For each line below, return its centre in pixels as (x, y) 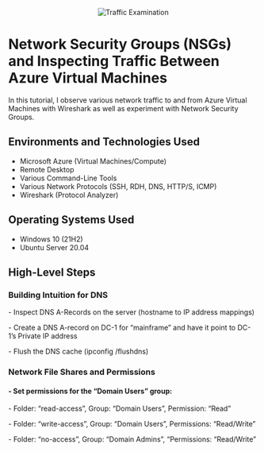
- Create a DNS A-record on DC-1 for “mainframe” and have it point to (122, 328)
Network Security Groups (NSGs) (120, 44)
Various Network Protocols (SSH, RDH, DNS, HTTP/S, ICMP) (118, 186)
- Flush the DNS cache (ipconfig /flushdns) (78, 352)
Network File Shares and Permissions (82, 372)
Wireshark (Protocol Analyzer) (69, 195)
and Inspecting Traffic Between (114, 62)
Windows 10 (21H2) (51, 239)
